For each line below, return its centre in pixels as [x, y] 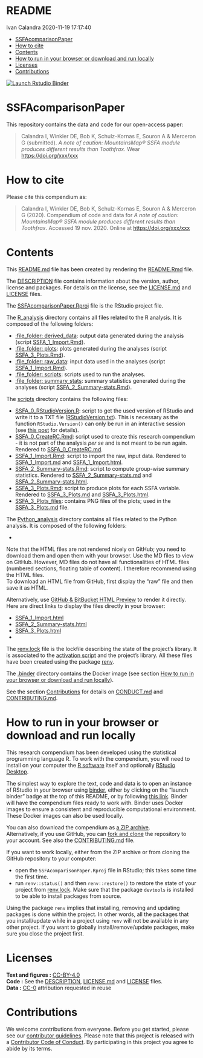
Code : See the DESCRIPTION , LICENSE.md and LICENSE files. [85, 981]
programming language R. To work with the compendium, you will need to [98, 758]
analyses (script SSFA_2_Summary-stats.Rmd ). [73, 387]
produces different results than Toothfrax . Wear [80, 149]
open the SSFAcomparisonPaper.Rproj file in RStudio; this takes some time [106, 870]
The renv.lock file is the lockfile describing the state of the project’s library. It [101, 649]
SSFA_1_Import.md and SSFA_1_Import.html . [69, 462]
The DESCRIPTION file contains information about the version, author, [93, 281]
